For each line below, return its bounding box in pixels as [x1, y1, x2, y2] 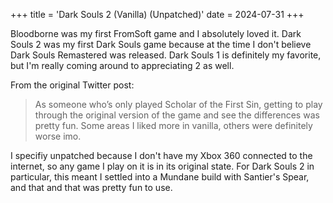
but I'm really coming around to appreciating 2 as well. [10, 60, 235, 71]
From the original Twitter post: [10, 79, 135, 91]
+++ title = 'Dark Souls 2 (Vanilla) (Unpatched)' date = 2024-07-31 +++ [10, 9, 305, 20]
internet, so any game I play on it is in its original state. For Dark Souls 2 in [10, 160, 315, 172]
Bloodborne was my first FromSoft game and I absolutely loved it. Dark [10, 28, 302, 39]
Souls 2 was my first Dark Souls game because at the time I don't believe [10, 39, 312, 50]
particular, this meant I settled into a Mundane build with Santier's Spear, [10, 171, 310, 183]
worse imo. [34, 130, 82, 142]
